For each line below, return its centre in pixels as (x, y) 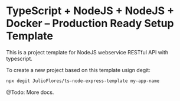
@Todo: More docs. (30, 92)
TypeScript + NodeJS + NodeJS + (90, 11)
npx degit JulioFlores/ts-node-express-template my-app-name (83, 81)
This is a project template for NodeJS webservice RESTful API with (87, 52)
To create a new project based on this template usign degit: (78, 70)
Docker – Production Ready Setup (90, 23)
